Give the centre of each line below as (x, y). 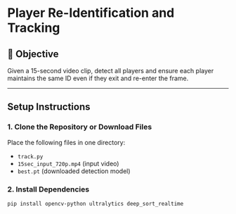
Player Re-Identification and (91, 13)
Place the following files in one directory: (66, 142)
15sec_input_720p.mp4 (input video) (68, 163)
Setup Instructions (49, 107)
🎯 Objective (33, 54)
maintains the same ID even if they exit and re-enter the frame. (98, 78)
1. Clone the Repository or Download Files (80, 127)
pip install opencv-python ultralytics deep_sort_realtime (96, 203)
